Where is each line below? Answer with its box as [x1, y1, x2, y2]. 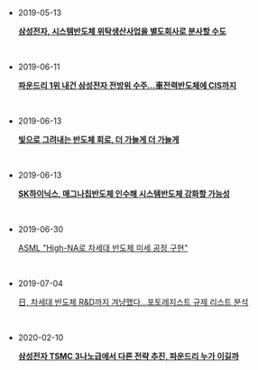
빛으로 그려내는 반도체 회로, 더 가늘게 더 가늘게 [17, 134, 180, 144]
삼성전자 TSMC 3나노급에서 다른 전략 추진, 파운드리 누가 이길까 [17, 351, 239, 361]
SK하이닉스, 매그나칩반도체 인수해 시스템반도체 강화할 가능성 [17, 189, 230, 199]
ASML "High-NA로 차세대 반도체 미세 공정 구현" [17, 243, 189, 253]
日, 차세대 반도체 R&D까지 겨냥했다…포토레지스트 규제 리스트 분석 [17, 297, 249, 307]
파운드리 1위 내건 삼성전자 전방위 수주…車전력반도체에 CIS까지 [17, 80, 237, 90]
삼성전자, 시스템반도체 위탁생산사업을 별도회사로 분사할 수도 [17, 26, 227, 36]
